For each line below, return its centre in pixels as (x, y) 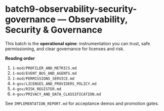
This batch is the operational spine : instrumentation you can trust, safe (78, 43)
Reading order (20, 58)
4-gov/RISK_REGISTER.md (37, 89)
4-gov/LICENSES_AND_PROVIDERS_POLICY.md (54, 84)
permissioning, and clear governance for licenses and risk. (65, 49)
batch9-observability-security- (71, 9)
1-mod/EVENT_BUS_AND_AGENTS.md (44, 73)
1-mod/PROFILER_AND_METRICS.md (44, 68)
